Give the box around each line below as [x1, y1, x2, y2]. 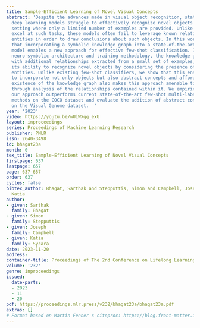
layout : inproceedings [6, 119, 62, 125]
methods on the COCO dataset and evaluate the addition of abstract [11, 97, 185, 103]
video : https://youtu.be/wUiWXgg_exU [6, 113, 100, 119]
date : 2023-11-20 [6, 246, 49, 253]
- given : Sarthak [6, 202, 49, 208]
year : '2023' [6, 108, 39, 114]
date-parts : [11, 279, 42, 285]
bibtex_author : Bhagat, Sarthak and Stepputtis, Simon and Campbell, [6, 185, 183, 191]
